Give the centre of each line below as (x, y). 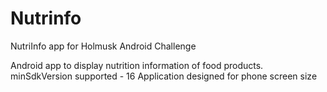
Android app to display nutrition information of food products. (137, 65)
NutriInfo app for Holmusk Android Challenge (103, 46)
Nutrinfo (46, 18)
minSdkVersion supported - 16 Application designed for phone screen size (164, 76)
